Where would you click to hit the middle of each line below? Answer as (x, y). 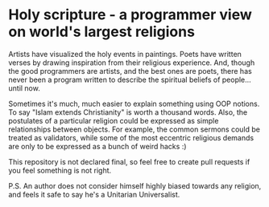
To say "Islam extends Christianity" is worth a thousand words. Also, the (128, 112)
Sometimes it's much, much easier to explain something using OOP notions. (134, 103)
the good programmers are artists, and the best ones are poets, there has (130, 71)
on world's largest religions (102, 32)
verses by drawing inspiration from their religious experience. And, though (132, 63)
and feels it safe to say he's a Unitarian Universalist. (94, 194)
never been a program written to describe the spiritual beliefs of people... (130, 79)
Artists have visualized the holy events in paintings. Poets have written (125, 54)
